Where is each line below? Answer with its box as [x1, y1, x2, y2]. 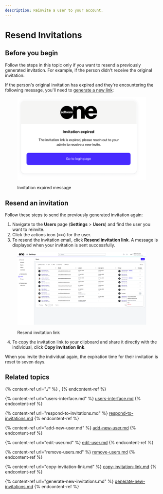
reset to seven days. [5, 359, 46, 364]
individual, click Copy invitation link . [12, 344, 86, 350]
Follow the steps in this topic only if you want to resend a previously [5, 62, 141, 68]
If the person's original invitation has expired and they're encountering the [5, 82, 154, 88]
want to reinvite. [12, 226, 45, 232]
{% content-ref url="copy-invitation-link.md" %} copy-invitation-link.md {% [5, 464, 157, 470]
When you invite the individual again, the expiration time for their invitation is [5, 354, 158, 359]
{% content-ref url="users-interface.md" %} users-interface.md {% [5, 395, 141, 401]
